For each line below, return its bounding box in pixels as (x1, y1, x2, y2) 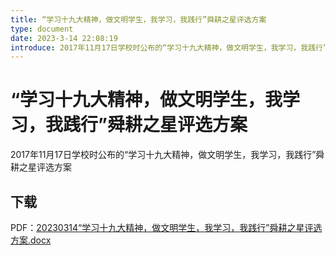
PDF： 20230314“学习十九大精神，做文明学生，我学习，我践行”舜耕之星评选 (10, 222, 323, 233)
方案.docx (10, 234, 52, 246)
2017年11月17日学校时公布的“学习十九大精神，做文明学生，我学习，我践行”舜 (10, 149, 325, 161)
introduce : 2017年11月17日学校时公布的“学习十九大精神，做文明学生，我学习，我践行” (10, 42, 328, 53)
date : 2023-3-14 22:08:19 (10, 33, 118, 43)
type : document (10, 24, 74, 34)
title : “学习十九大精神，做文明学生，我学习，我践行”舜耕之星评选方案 (10, 14, 267, 25)
